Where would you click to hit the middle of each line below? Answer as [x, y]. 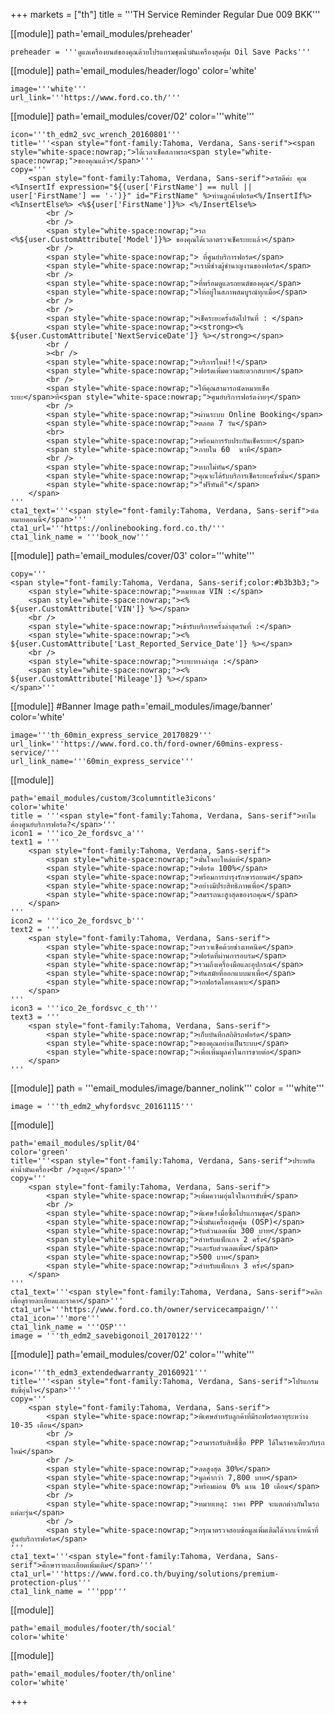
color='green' [40, 1152]
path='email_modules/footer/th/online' [93, 1674]
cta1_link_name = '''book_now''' [80, 537]
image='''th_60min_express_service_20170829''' [111, 735]
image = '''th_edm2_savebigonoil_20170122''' [106, 1336]
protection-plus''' [51, 1583]
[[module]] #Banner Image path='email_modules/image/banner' [141, 706]
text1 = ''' [35, 842]
